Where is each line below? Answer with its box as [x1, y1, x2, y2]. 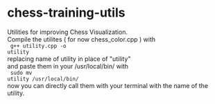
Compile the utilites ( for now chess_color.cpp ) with [7, 35, 156, 43]
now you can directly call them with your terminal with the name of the [7, 81, 209, 89]
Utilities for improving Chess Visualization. [7, 28, 128, 36]
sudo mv [10, 69, 33, 76]
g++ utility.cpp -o [10, 42, 67, 49]
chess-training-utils [7, 5, 126, 21]
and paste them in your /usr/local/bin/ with [7, 62, 129, 70]
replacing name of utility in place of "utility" [7, 54, 131, 63]
